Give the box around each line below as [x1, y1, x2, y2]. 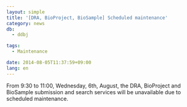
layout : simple [6, 9, 45, 15]
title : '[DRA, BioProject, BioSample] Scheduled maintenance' [6, 15, 168, 21]
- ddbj [12, 32, 29, 38]
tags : [6, 43, 20, 49]
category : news [6, 20, 45, 26]
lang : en [6, 65, 29, 71]
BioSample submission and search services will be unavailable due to [6, 88, 182, 95]
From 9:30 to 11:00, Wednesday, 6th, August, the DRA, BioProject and [6, 82, 182, 89]
